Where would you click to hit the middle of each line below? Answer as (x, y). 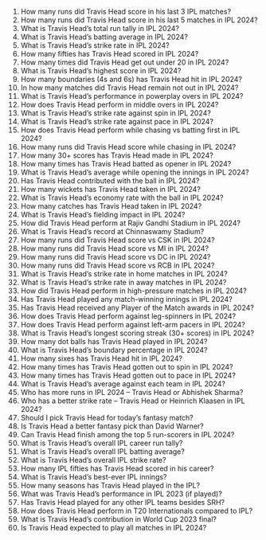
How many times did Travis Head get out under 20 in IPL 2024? (125, 62)
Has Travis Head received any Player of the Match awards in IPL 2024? (137, 307)
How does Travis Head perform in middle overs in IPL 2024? (119, 104)
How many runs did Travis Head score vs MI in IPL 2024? (115, 248)
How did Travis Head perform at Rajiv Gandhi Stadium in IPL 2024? (131, 223)
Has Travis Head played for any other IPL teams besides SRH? (123, 502)
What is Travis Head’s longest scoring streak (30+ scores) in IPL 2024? (137, 333)
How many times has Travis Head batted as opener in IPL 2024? (126, 164)
